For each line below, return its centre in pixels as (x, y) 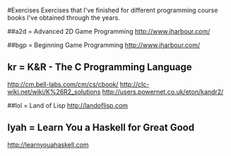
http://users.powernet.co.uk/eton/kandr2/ (163, 92)
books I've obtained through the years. (64, 18)
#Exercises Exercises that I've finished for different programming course (113, 10)
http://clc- (135, 84)
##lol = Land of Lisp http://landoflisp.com (68, 105)
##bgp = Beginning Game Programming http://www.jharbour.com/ (104, 45)
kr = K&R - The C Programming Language (100, 67)
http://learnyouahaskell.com (48, 145)
